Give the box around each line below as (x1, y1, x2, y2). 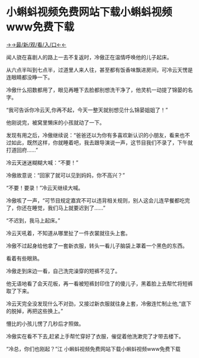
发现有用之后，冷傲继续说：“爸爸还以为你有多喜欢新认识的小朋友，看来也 (6, 131, 185, 138)
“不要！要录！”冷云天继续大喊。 (6, 184, 84, 191)
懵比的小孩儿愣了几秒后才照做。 (6, 320, 84, 327)
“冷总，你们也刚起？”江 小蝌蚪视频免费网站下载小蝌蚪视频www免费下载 (6, 345, 181, 352)
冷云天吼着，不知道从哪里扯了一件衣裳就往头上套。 (6, 229, 131, 236)
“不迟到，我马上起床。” (6, 217, 60, 224)
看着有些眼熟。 (6, 255, 43, 262)
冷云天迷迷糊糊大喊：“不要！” (6, 159, 79, 166)
